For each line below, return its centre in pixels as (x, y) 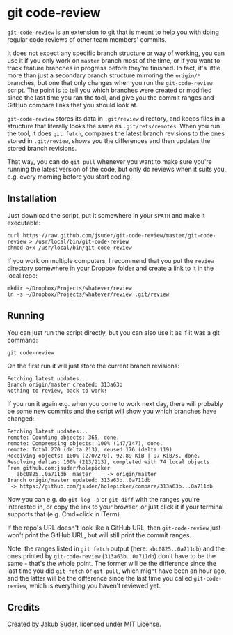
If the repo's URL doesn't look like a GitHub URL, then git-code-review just (114, 528)
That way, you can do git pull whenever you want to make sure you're (110, 161)
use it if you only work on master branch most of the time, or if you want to (114, 60)
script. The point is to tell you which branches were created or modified (110, 90)
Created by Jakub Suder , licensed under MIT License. (84, 624)
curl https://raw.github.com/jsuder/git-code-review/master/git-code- (112, 235)
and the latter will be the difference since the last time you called (100, 578)
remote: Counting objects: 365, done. (63, 438)
